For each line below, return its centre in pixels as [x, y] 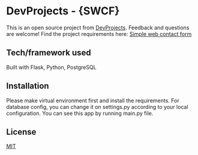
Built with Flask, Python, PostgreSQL [52, 67]
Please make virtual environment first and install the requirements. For [93, 101]
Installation [28, 86]
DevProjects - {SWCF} [63, 11]
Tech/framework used [49, 53]
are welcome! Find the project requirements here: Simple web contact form [99, 34]
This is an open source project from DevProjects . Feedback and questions [98, 28]
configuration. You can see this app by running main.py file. [80, 113]
